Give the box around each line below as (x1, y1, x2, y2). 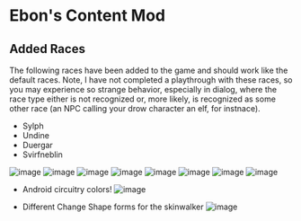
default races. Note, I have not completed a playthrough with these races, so (9, 75, 293, 85)
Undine (22, 130, 49, 140)
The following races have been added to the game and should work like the (9, 65, 288, 75)
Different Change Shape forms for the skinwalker (22, 201, 204, 212)
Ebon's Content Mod (9, 5, 166, 26)
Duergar (22, 140, 54, 150)
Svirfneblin (22, 149, 63, 160)
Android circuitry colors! (22, 184, 112, 194)
